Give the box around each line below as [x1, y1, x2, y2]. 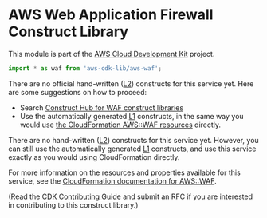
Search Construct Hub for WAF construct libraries [19, 102, 184, 113]
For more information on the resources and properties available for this [8, 168, 241, 177]
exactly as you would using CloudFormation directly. [8, 152, 180, 161]
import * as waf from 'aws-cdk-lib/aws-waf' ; [8, 64, 162, 73]
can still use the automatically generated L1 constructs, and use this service [8, 144, 257, 153]
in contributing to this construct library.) [8, 200, 139, 209]
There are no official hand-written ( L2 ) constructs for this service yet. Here [8, 78, 254, 89]
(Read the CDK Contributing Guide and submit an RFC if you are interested [8, 192, 253, 201]
